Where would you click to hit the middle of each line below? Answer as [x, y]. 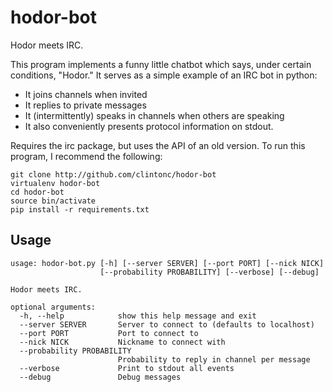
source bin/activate [53, 201]
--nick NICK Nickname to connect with [122, 342]
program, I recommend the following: [86, 156]
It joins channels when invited [86, 94]
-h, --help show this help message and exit [138, 316]
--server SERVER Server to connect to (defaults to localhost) [167, 324]
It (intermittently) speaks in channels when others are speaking [154, 115]
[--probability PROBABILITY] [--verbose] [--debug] [209, 272]
